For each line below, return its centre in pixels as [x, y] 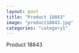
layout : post [22, 11]
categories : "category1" [37, 28]
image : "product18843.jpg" [40, 22]
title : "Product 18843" [36, 17]
